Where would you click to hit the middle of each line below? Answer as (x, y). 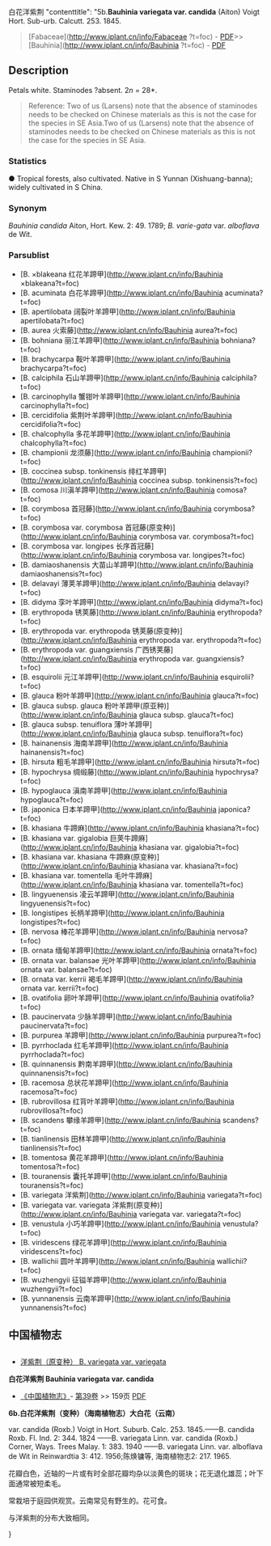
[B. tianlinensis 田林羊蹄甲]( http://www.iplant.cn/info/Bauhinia (123, 1138)
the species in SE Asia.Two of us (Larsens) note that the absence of (141, 123)
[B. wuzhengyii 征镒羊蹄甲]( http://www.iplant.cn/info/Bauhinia (123, 1279)
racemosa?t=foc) (49, 1092)
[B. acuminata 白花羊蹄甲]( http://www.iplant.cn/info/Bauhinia (121, 293)
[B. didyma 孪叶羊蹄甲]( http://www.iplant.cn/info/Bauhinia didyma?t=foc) (142, 602)
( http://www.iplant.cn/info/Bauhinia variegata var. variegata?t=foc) (131, 1214)
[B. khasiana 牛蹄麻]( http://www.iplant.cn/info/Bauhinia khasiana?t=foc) (140, 828)
